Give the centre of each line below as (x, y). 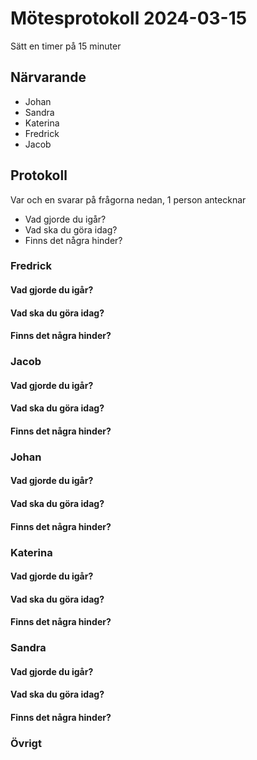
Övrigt (26, 743)
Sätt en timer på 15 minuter (66, 46)
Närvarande (48, 77)
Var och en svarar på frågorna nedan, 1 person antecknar (128, 199)
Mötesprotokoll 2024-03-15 (129, 18)
